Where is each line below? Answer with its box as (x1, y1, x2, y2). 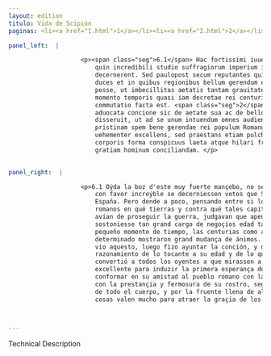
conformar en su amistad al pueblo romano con (94, 273, 254, 281)
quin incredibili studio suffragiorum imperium (94, 64, 258, 72)
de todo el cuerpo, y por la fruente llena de (94, 287, 254, 295)
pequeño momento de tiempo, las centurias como (94, 228, 258, 236)
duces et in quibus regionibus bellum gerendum (94, 78, 258, 86)
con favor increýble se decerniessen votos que (94, 191, 258, 199)
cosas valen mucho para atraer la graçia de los (94, 295, 262, 304)
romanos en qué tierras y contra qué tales (94, 205, 244, 214)
